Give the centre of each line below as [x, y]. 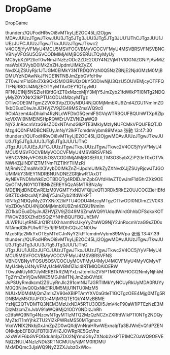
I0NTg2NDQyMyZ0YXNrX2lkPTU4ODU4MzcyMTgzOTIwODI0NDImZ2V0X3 [84, 200]
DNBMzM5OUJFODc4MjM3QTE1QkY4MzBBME [55, 298]
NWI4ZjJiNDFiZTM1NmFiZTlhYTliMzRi [45, 163]
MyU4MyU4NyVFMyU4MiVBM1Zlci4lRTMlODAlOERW [62, 266]
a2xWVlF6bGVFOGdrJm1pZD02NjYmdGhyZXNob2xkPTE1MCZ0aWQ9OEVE [84, 336]
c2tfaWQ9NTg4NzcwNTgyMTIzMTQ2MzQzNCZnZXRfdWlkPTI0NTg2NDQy [84, 314]
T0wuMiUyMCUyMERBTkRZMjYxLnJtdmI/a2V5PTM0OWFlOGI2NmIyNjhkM [84, 271]
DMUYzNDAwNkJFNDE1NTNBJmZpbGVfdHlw [54, 76]
